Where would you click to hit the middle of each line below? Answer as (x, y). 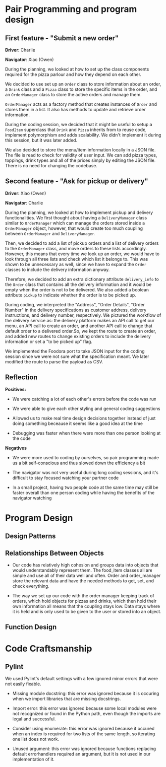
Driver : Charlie (20, 50)
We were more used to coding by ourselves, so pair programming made (85, 457)
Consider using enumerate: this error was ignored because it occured (83, 729)
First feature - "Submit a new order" (62, 38)
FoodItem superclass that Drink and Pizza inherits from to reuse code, (76, 130)
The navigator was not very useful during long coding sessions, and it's (85, 472)
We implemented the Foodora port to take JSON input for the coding (75, 351)
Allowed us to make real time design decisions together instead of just (84, 418)
